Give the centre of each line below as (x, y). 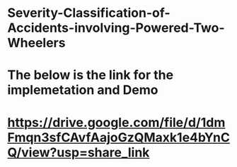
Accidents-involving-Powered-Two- (116, 28)
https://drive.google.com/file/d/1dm (116, 122)
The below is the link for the (91, 75)
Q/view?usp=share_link (79, 152)
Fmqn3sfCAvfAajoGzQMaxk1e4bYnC (119, 137)
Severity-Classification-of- (89, 13)
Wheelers (36, 43)
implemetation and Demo (83, 90)
